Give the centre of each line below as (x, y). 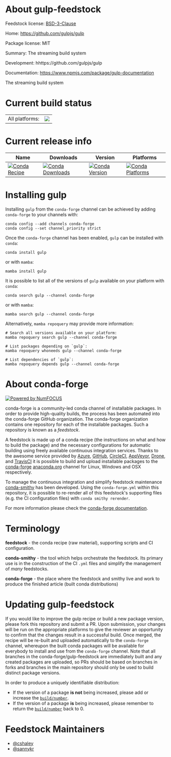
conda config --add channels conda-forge (50, 224)
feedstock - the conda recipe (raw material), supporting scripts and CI (79, 542)
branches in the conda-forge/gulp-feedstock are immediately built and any (84, 656)
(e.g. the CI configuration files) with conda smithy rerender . (67, 498)
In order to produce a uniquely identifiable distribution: (62, 682)
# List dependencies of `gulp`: (39, 360)
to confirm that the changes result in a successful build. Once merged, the (83, 635)
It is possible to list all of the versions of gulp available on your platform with (85, 280)
